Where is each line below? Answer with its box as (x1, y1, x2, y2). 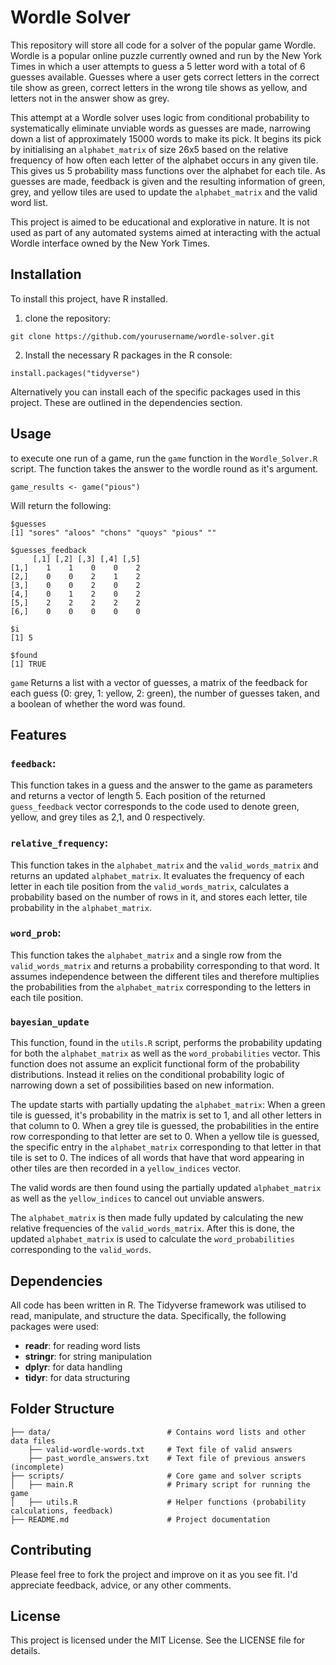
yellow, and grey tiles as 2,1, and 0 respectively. (10, 811, 206, 823)
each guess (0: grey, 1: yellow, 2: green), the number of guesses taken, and (10, 687, 320, 699)
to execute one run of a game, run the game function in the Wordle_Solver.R (10, 452, 318, 464)
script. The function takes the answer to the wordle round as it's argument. (10, 462, 319, 475)
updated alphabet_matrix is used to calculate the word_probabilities (10, 1233, 295, 1245)
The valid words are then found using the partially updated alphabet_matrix (10, 1182, 322, 1194)
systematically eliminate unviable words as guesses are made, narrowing (10, 122, 312, 134)
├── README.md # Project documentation (10, 1514, 271, 1525)
